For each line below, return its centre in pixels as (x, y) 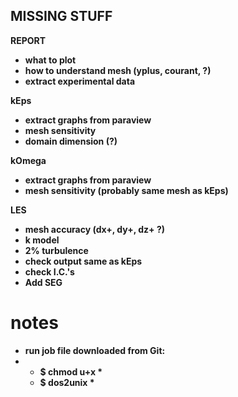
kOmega (28, 160)
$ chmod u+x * (71, 371)
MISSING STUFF (61, 16)
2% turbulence (56, 250)
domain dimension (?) (71, 141)
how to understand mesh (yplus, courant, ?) (118, 70)
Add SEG (43, 282)
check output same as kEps (83, 261)
